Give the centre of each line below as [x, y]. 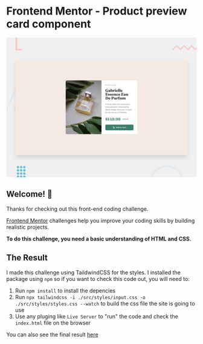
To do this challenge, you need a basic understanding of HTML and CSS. [99, 239]
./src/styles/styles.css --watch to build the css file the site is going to [105, 303]
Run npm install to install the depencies [65, 290]
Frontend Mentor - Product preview [97, 11]
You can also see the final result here [52, 334]
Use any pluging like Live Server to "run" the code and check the [96, 316]
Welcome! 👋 [29, 194]
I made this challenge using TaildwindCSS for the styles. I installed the [94, 272]
